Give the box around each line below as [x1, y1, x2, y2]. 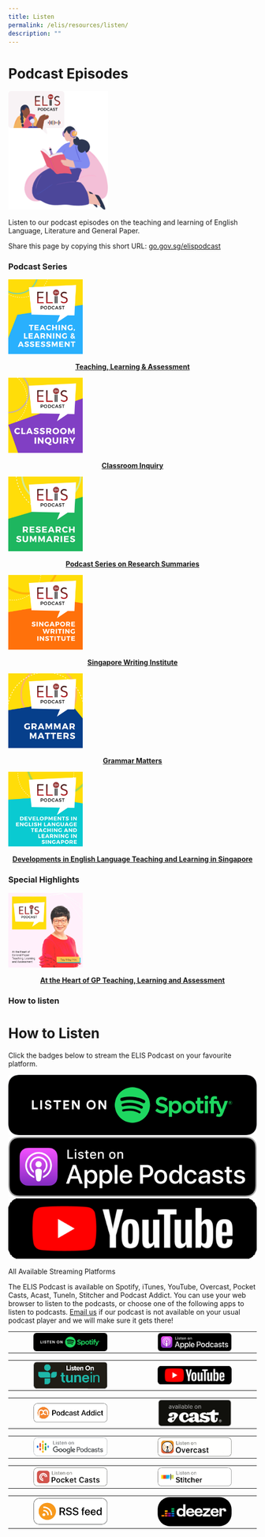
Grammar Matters [103, 756, 162, 766]
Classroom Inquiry [101, 460, 164, 470]
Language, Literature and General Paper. [8, 225, 140, 235]
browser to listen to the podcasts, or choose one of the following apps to [8, 1299, 244, 1308]
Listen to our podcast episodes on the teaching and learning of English [8, 218, 238, 227]
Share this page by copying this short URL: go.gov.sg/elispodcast [8, 241, 221, 251]
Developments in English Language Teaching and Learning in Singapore [12, 854, 253, 864]
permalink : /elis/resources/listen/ [8, 21, 129, 29]
